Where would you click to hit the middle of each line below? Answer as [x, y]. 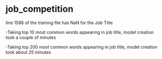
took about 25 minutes [28, 52]
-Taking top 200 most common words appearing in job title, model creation [81, 47]
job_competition [39, 9]
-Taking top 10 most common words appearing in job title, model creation [80, 32]
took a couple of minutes [31, 37]
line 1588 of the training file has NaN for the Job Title [59, 23]
